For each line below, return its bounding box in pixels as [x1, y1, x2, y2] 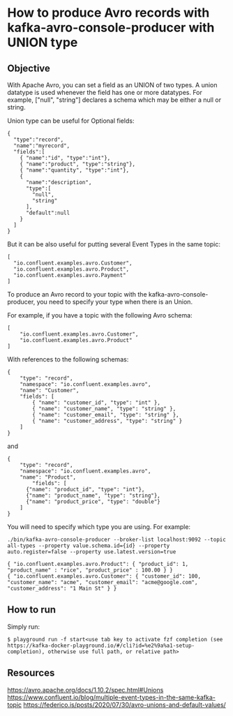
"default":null [25, 209, 70, 216]
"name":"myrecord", [13, 142, 70, 149]
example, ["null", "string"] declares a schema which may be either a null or [7, 96, 222, 104]
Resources [7, 667, 55, 679]
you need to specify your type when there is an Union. [36, 298, 193, 306]
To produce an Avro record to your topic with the [7, 290, 148, 298]
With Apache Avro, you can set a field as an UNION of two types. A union [7, 81, 218, 89]
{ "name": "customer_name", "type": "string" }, [32, 405, 176, 412]
